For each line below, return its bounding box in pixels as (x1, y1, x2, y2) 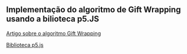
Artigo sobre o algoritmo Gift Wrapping (6, 30, 101, 37)
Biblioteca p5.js (6, 41, 44, 48)
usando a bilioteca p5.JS (6, 14, 100, 24)
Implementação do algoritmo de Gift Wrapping (6, 5, 181, 15)
